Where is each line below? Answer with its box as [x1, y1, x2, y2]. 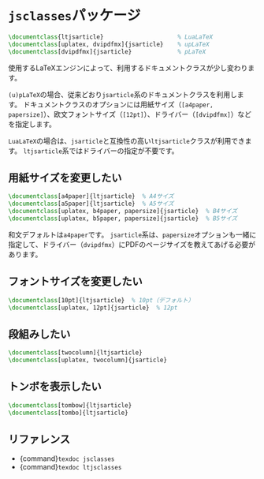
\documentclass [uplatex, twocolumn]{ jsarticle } [8, 356, 168, 365]
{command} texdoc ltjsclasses [19, 462, 122, 472]
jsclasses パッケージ [8, 6, 141, 24]
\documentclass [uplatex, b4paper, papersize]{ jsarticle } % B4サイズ [8, 208, 238, 215]
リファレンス [8, 432, 71, 446]
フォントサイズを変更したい [8, 275, 143, 288]
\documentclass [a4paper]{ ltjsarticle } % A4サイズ [8, 193, 175, 200]
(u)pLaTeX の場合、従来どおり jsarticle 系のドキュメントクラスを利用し [8, 89, 238, 99]
